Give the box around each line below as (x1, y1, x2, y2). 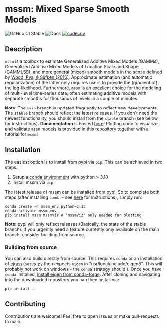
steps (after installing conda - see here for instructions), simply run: (5, 194, 142, 200)
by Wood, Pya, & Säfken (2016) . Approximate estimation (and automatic (5, 74, 152, 80)
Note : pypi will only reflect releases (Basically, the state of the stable (5, 221, 146, 227)
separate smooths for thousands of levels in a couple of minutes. (5, 95, 139, 101)
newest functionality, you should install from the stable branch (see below (5, 115, 158, 121)
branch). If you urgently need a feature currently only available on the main (5, 226, 159, 232)
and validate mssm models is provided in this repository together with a (5, 126, 149, 132)
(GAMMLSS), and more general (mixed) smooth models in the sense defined (5, 69, 162, 75)
